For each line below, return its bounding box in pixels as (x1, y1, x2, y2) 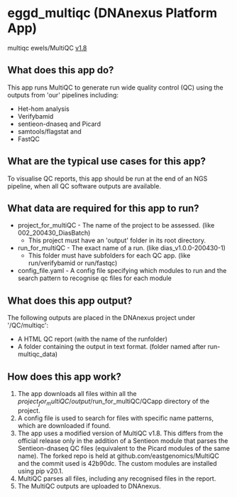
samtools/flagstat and (17, 127, 82, 136)
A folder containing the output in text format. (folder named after (17, 343, 206, 351)
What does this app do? (7, 64, 114, 76)
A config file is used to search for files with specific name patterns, (17, 414, 214, 422)
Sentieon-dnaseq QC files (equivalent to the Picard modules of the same (17, 444, 231, 452)
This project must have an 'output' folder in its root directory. (28, 236, 206, 245)
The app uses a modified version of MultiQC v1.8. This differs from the (17, 429, 224, 437)
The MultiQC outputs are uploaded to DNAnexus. (17, 481, 161, 490)
